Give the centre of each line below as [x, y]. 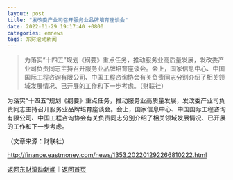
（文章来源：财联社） [37, 141]
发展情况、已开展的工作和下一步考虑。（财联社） [99, 86]
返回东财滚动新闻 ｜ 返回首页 [47, 170]
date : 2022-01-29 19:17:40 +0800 [55, 26]
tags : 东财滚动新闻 [32, 39]
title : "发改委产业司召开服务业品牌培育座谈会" [68, 20]
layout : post [26, 13]
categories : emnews [35, 33]
